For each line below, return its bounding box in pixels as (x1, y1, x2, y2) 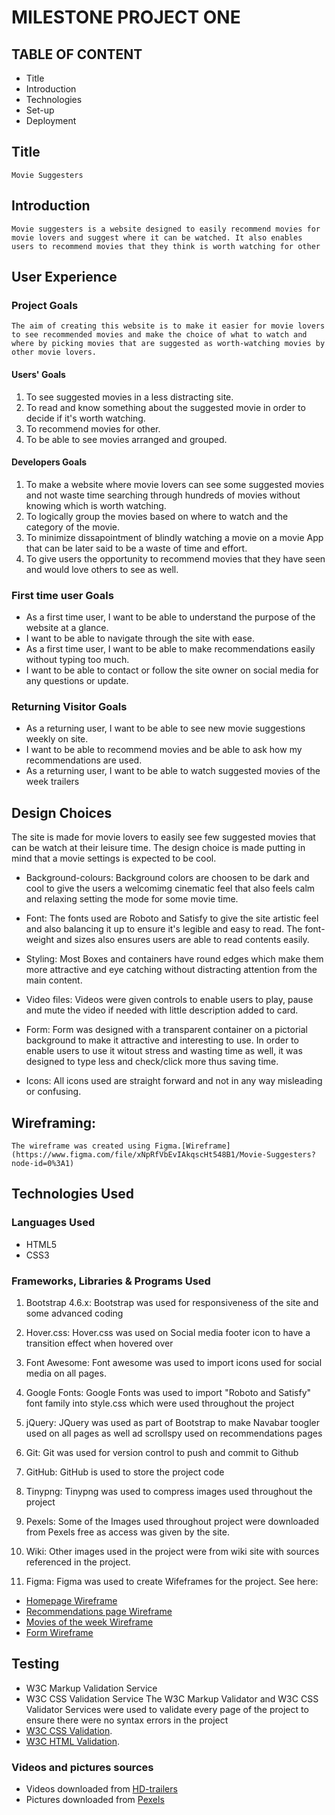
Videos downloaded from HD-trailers (25, 1783, 178, 1795)
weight (25, 934, 54, 946)
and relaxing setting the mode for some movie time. (25, 893, 239, 905)
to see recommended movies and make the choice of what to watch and (11, 330, 308, 340)
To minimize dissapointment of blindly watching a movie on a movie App (25, 531, 324, 543)
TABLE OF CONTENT (11, 46, 143, 63)
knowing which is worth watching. (25, 499, 167, 511)
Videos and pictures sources (11, 1760, 154, 1774)
